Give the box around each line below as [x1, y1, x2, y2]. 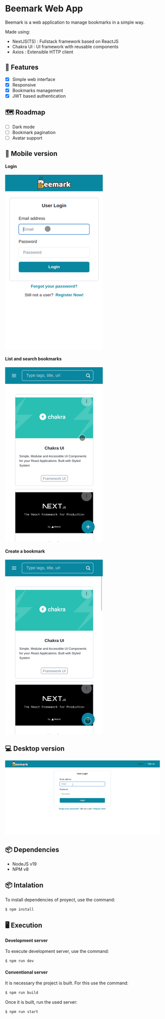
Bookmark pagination [12, 129, 55, 135]
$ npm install [5, 906, 34, 912]
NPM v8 [12, 867, 29, 872]
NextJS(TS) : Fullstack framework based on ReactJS [12, 38, 119, 44]
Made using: [5, 29, 30, 35]
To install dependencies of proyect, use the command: [5, 897, 115, 903]
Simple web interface [12, 76, 55, 82]
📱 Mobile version [5, 150, 57, 158]
